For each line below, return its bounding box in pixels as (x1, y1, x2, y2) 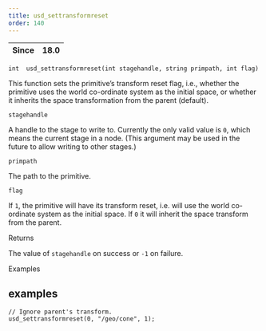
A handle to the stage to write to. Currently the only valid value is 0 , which (8, 124, 251, 134)
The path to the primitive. (8, 171, 92, 180)
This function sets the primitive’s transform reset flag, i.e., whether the (8, 78, 240, 88)
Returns (8, 233, 34, 242)
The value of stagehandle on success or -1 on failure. (8, 248, 184, 258)
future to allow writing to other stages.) (8, 141, 137, 152)
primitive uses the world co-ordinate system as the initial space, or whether (8, 87, 257, 97)
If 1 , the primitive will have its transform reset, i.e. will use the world (8, 200, 230, 210)
